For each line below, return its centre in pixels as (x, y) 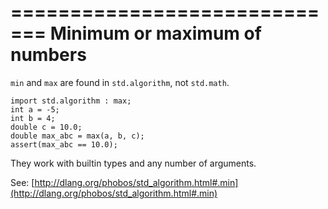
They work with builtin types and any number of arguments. (133, 163)
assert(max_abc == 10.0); (64, 144)
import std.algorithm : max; (71, 101)
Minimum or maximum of (155, 33)
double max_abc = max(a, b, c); (77, 136)
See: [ (22, 182)
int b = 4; (33, 118)
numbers (48, 55)
